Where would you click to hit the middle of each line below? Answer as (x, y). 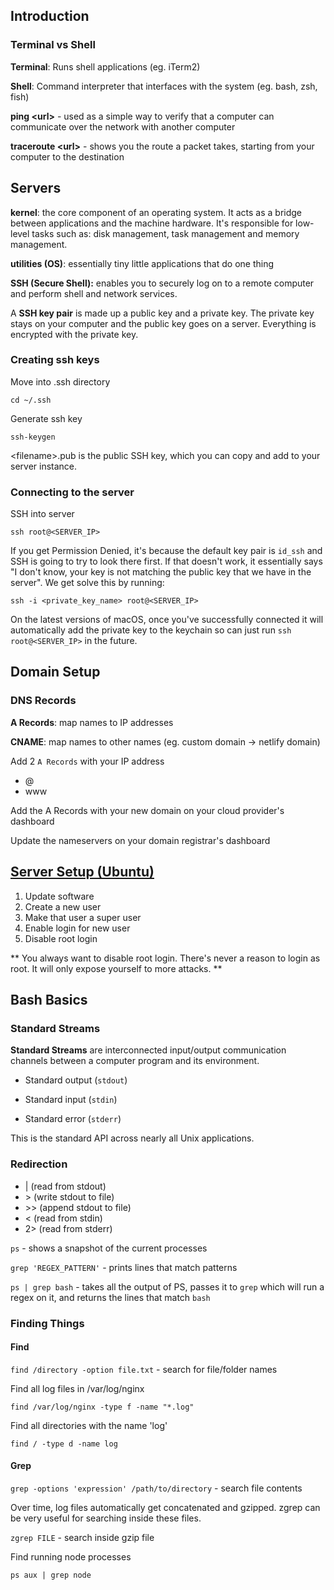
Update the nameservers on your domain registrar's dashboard (140, 840)
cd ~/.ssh (31, 400)
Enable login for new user (77, 928)
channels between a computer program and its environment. (135, 1061)
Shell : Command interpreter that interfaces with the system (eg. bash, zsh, (164, 86)
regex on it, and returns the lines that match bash (110, 1297)
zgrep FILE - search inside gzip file (82, 1537)
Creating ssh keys (55, 360)
